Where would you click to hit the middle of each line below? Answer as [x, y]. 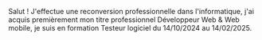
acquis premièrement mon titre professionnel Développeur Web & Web [124, 20]
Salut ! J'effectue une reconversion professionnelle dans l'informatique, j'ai [131, 11]
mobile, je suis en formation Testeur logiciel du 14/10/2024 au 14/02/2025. [130, 28]
